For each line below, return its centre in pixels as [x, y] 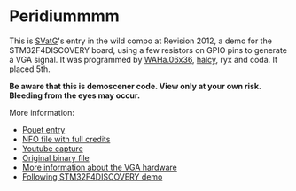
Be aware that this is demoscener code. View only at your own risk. [135, 86]
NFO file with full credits [66, 139]
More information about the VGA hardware [99, 167]
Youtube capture [53, 149]
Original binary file [56, 157]
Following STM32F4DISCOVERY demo [92, 176]
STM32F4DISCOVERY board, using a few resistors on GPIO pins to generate [148, 50]
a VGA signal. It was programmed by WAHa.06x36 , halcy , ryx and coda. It [143, 59]
